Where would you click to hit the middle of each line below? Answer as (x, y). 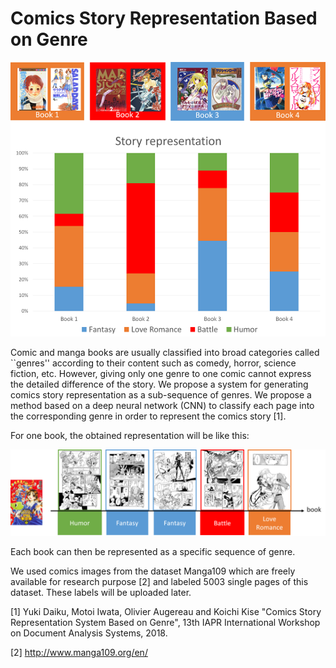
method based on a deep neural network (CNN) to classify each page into (162, 405)
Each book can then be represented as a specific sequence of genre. (153, 551)
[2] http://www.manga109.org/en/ (79, 652)
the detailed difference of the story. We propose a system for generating (159, 384)
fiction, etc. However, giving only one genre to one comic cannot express (161, 373)
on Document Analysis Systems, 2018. (89, 633)
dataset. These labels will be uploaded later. (101, 592)
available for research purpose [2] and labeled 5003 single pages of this (159, 581)
